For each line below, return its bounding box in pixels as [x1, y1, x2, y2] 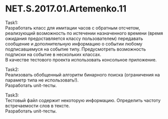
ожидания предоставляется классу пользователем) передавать [5, 35, 143, 41]
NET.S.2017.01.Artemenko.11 [5, 3, 127, 14]
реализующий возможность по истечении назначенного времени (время [5, 30, 163, 36]
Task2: [5, 66, 19, 72]
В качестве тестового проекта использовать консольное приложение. [5, 56, 157, 62]
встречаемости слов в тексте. [5, 102, 70, 108]
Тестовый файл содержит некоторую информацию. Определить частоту [5, 97, 161, 103]
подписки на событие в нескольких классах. [5, 51, 102, 57]
